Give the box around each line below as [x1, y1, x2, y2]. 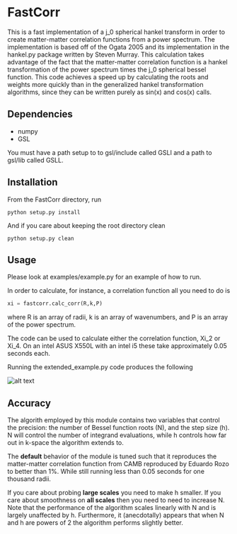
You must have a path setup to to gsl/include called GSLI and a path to [7, 148, 212, 156]
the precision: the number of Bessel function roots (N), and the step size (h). [7, 424, 230, 432]
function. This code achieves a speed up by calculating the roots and [7, 72, 209, 81]
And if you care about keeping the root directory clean [7, 221, 166, 230]
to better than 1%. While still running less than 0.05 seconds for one [7, 468, 205, 476]
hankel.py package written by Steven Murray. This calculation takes [7, 50, 204, 59]
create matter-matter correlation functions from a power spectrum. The [7, 35, 216, 43]
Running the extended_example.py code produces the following [7, 363, 193, 371]
